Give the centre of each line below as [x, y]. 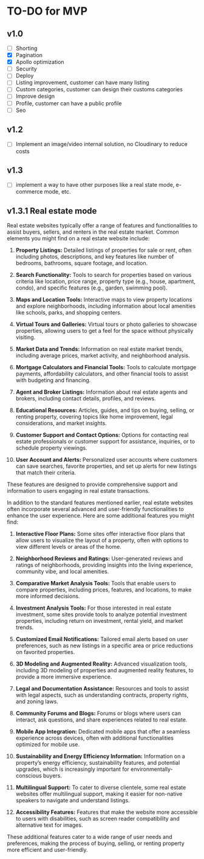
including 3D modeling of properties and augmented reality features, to [104, 670]
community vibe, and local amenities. [62, 572]
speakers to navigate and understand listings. [73, 801]
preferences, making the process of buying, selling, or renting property [96, 843]
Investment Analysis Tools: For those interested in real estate [93, 608]
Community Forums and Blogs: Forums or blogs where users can [98, 714]
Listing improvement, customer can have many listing [82, 83]
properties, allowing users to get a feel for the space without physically [104, 331]
